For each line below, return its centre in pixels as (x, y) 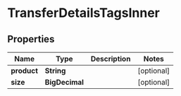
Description (111, 59)
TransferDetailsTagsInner (83, 13)
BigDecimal (64, 82)
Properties (31, 39)
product (25, 71)
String (55, 71)
